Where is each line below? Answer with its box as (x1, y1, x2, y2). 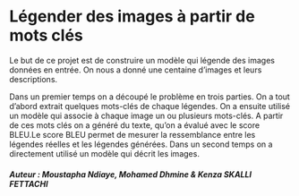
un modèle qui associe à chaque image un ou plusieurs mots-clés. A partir (9, 110, 284, 121)
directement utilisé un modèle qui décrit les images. (9, 148, 200, 158)
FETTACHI (9, 178, 48, 189)
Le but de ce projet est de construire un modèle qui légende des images (9, 55, 276, 65)
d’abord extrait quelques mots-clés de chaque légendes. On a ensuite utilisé (9, 100, 291, 111)
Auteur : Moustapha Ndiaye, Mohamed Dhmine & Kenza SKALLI (9, 168, 252, 180)
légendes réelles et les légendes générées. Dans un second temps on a (9, 139, 273, 149)
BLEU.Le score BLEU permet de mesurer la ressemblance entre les (9, 129, 256, 140)
